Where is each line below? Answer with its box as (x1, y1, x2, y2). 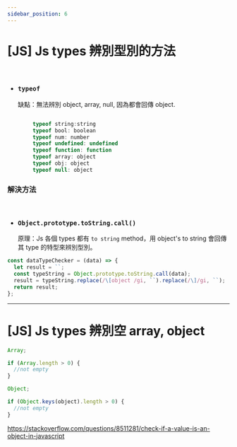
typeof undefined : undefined (32, 140, 119, 147)
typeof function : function (32, 146, 112, 154)
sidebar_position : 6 (7, 10, 68, 18)
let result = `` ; (13, 264, 65, 271)
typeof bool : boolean (32, 127, 97, 134)
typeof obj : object (32, 160, 90, 167)
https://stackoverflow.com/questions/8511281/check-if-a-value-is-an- (7, 424, 210, 432)
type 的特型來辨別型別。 (25, 243, 97, 252)
